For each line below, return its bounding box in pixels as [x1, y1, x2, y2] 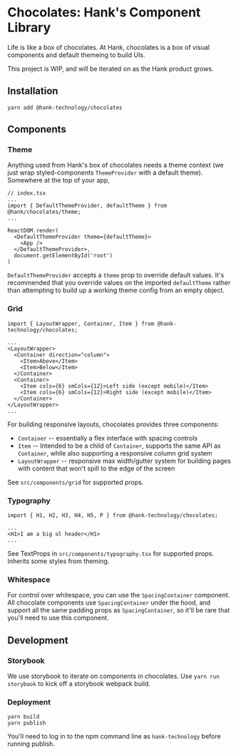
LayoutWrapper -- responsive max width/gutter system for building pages [17, 456, 232, 465]
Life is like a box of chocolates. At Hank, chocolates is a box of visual [7, 43, 210, 51]
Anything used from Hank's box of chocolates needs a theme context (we [7, 161, 224, 170]
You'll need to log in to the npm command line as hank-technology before [7, 732, 221, 741]
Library [7, 19, 51, 36]
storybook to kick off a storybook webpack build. [7, 679, 151, 688]
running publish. [7, 739, 56, 749]
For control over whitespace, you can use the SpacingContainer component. [7, 591, 230, 600]
